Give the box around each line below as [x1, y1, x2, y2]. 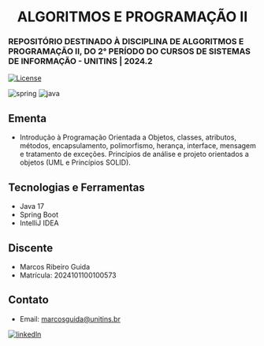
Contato [8, 293, 49, 307]
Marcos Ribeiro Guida [19, 262, 91, 271]
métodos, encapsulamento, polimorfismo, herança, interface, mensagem [19, 141, 256, 151]
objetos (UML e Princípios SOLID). [19, 158, 132, 167]
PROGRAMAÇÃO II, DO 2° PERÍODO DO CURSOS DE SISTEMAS [8, 46, 251, 57]
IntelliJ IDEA [19, 218, 59, 228]
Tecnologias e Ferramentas [8, 180, 146, 194]
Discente [8, 241, 54, 255]
